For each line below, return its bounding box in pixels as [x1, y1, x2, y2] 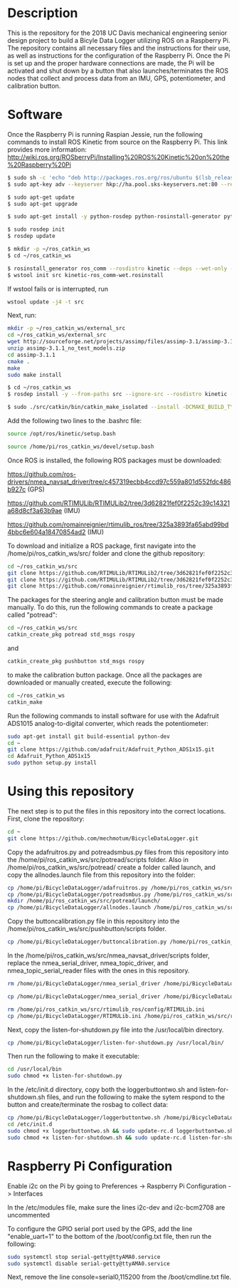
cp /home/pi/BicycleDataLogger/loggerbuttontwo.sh [7, 1114, 161, 1121]
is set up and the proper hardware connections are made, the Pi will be [7, 58, 215, 67]
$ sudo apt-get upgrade [7, 200, 78, 207]
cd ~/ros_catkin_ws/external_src [7, 331, 107, 339]
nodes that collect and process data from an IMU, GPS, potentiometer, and [7, 73, 226, 83]
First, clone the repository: [7, 814, 85, 823]
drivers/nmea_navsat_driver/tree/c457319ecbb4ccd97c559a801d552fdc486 [7, 477, 231, 486]
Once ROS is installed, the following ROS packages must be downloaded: [7, 456, 222, 464]
